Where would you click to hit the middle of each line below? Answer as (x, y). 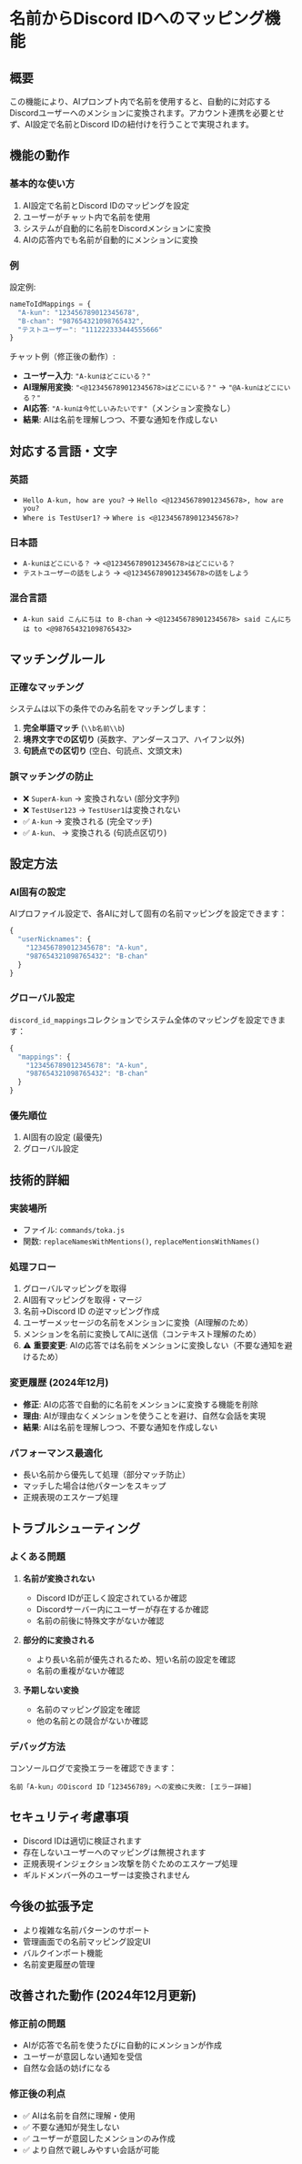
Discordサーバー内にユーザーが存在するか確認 (122, 1609)
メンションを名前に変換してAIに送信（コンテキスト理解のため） (142, 1334)
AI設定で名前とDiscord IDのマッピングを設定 (106, 205)
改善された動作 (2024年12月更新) (103, 1995)
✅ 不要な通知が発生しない (71, 2127)
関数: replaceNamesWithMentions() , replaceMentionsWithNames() (141, 1241)
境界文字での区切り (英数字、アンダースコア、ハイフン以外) (134, 739)
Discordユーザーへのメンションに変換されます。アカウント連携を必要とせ (147, 113)
